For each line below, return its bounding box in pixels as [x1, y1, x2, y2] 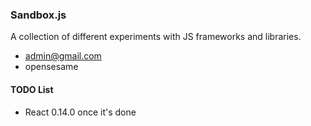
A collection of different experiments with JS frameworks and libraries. [10, 31, 302, 43]
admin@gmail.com [24, 50, 102, 62]
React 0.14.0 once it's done [24, 106, 137, 118]
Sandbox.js [10, 8, 67, 22]
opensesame [24, 61, 79, 73]
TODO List [10, 83, 54, 95]
